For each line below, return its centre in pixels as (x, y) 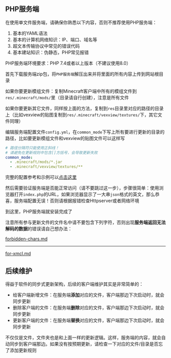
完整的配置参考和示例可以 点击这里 (41, 177)
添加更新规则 (23, 350)
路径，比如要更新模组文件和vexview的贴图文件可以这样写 (65, 138)
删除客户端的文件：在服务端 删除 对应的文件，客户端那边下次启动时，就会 (88, 308)
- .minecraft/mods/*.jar (36, 162)
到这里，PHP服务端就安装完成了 (39, 212)
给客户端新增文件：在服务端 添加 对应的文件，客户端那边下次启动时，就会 (88, 295)
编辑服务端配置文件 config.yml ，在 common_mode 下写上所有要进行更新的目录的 (85, 132)
